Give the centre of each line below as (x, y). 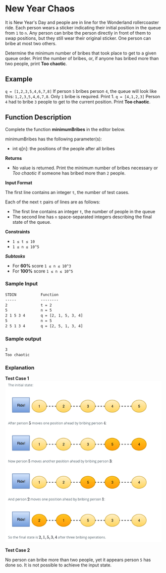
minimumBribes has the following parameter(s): (54, 139)
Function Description (38, 117)
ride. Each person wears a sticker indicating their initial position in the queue (83, 27)
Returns (14, 158)
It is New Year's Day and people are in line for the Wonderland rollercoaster (82, 22)
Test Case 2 (18, 550)
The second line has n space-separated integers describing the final (82, 217)
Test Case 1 (17, 379)
